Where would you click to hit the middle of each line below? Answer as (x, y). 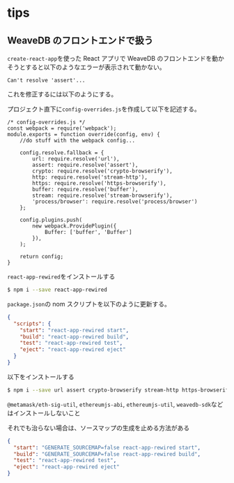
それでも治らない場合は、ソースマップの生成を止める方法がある (99, 428)
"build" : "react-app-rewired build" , (75, 336)
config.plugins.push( (51, 220)
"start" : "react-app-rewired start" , (75, 330)
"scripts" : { (32, 324)
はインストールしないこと (44, 413)
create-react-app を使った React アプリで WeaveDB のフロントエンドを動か (116, 58)
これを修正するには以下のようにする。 (62, 94)
